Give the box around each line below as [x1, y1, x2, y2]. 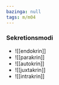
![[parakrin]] [14, 53, 45, 61]
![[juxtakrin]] [14, 66, 46, 73]
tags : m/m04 [6, 14, 36, 20]
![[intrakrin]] [14, 73, 45, 80]
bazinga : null [6, 8, 42, 15]
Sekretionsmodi [6, 34, 54, 42]
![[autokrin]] [14, 60, 45, 67]
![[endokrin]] [14, 47, 46, 54]
